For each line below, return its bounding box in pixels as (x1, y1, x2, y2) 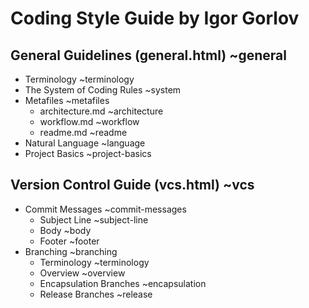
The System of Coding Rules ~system (24, 84, 182, 96)
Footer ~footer (39, 235, 100, 247)
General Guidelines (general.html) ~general (10, 47, 287, 64)
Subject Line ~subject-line (39, 213, 149, 226)
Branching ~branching (24, 245, 118, 257)
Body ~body (39, 224, 92, 236)
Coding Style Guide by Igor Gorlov (10, 7, 300, 30)
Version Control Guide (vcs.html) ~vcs (10, 177, 255, 194)
